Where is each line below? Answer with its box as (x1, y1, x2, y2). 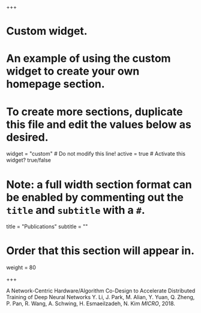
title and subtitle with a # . (6, 203, 145, 217)
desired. (6, 130, 49, 144)
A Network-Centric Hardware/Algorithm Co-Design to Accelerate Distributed (6, 287, 196, 294)
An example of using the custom (6, 52, 171, 65)
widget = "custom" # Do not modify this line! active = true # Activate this (6, 150, 186, 157)
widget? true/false (6, 157, 51, 164)
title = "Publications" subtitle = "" (6, 223, 88, 230)
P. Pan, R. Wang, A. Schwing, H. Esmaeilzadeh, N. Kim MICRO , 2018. (6, 300, 176, 307)
